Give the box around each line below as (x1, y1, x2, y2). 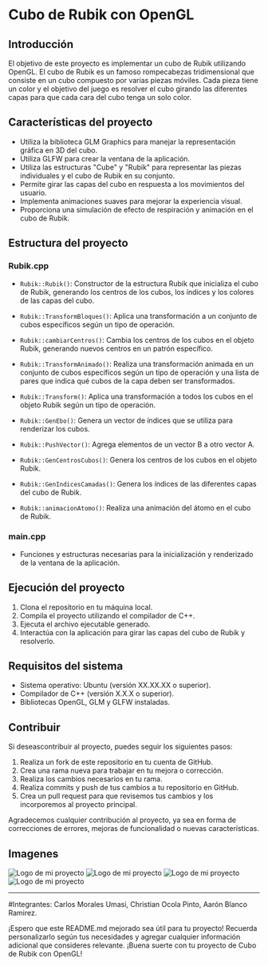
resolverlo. (19, 636, 56, 646)
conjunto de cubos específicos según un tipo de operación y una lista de (19, 368, 259, 377)
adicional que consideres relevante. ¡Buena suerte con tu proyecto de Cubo (8, 940, 257, 950)
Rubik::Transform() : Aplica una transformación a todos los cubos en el (19, 392, 254, 401)
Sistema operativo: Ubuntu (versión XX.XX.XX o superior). (19, 681, 211, 690)
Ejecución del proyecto (8, 581, 125, 594)
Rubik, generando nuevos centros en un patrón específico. (19, 344, 214, 353)
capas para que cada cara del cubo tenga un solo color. (8, 93, 192, 101)
